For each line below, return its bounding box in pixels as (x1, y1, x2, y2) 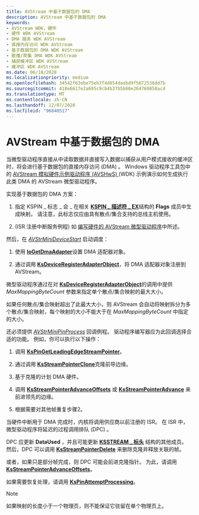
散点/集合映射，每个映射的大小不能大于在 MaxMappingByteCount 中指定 (11, 308, 188, 316)
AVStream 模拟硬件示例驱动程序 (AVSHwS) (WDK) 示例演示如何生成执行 (12, 170, 188, 178)
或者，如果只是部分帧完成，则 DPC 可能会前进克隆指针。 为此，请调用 (6, 458, 178, 465)
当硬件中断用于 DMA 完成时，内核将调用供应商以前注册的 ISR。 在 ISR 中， (6, 419, 188, 426)
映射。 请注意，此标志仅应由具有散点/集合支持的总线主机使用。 (20, 211, 174, 218)
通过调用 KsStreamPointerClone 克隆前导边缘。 (14, 360, 131, 368)
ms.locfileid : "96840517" (6, 108, 70, 114)
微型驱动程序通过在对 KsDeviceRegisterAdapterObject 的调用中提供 (6, 281, 173, 288)
